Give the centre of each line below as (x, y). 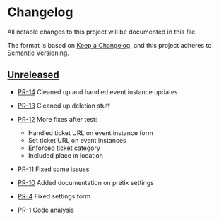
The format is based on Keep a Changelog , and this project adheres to (109, 45)
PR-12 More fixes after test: (57, 119)
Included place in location (66, 155)
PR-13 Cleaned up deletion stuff (64, 106)
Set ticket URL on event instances (77, 140)
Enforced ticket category (64, 148)
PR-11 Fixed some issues (53, 169)
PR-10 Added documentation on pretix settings (85, 182)
